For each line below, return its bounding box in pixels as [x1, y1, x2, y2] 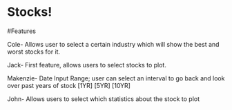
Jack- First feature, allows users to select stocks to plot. [7, 60, 167, 69]
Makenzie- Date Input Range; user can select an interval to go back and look [7, 74, 225, 82]
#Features [7, 27, 37, 35]
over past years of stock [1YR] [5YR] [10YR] [7, 81, 131, 89]
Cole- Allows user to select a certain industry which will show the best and [7, 40, 220, 48]
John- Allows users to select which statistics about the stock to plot [7, 94, 200, 103]
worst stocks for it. [7, 47, 61, 56]
